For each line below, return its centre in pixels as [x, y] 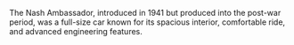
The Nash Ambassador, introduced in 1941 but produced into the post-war [145, 13]
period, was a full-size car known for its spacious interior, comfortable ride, [147, 22]
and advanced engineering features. [76, 31]
